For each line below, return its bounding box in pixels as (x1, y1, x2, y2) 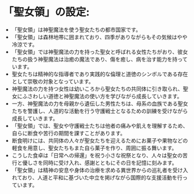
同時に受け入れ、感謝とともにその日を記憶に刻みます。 (43, 159, 177, 166)
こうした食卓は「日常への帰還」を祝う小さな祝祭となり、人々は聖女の (11, 151, 183, 159)
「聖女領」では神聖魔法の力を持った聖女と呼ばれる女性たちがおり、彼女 (11, 48, 188, 55)
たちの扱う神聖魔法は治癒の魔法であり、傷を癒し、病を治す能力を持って (11, 56, 188, 63)
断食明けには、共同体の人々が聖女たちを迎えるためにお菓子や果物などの (11, 137, 188, 144)
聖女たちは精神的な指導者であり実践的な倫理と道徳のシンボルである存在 (11, 70, 188, 77)
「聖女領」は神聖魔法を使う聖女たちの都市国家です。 (11, 26, 141, 33)
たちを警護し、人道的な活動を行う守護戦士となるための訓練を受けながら (11, 107, 188, 114)
